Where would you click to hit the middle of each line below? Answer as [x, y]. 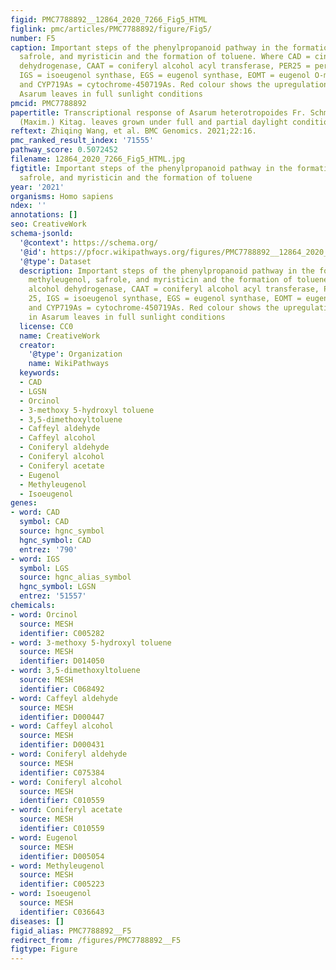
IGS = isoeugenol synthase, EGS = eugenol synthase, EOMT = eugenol [165, 76]
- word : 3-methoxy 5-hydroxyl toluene [91, 642]
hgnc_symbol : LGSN [58, 587]
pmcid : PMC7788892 [48, 103]
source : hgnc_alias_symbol [75, 577]
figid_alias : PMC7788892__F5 [71, 931]
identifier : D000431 [62, 745]
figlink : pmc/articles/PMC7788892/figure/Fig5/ [111, 29]
